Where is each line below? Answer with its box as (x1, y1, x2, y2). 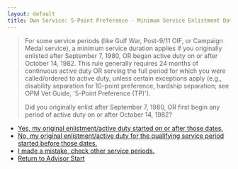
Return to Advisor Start (17, 153, 85, 163)
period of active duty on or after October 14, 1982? (24, 110, 172, 119)
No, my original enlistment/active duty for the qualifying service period (17, 132, 225, 140)
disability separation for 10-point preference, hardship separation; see (24, 81, 229, 90)
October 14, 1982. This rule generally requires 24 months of (24, 59, 199, 67)
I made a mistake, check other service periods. (17, 146, 155, 155)
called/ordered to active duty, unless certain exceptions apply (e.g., (24, 74, 222, 82)
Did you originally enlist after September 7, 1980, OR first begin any (24, 103, 220, 111)
